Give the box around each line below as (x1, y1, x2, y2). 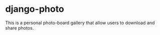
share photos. (5, 25, 34, 31)
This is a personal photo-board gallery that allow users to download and (5, 20, 155, 26)
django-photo (5, 3, 65, 15)
